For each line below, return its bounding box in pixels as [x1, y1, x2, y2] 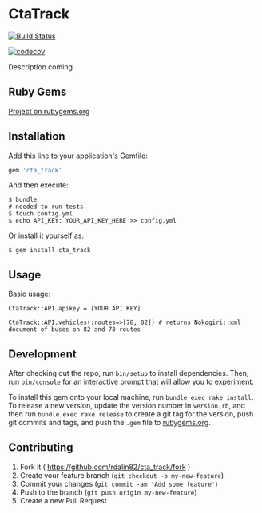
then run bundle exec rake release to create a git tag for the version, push [8, 409, 254, 419]
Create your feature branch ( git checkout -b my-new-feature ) [19, 470, 224, 479]
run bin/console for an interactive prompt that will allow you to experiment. [8, 377, 254, 387]
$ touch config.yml [8, 210, 73, 218]
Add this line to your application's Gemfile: [8, 151, 148, 160]
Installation [8, 129, 65, 144]
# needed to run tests [8, 203, 84, 211]
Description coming [8, 61, 73, 72]
